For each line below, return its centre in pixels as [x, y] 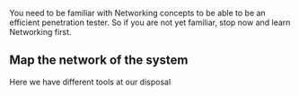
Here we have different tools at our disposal [90, 82]
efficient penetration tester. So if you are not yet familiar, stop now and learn [150, 22]
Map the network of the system [99, 61]
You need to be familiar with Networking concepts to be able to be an [138, 13]
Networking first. [40, 32]
